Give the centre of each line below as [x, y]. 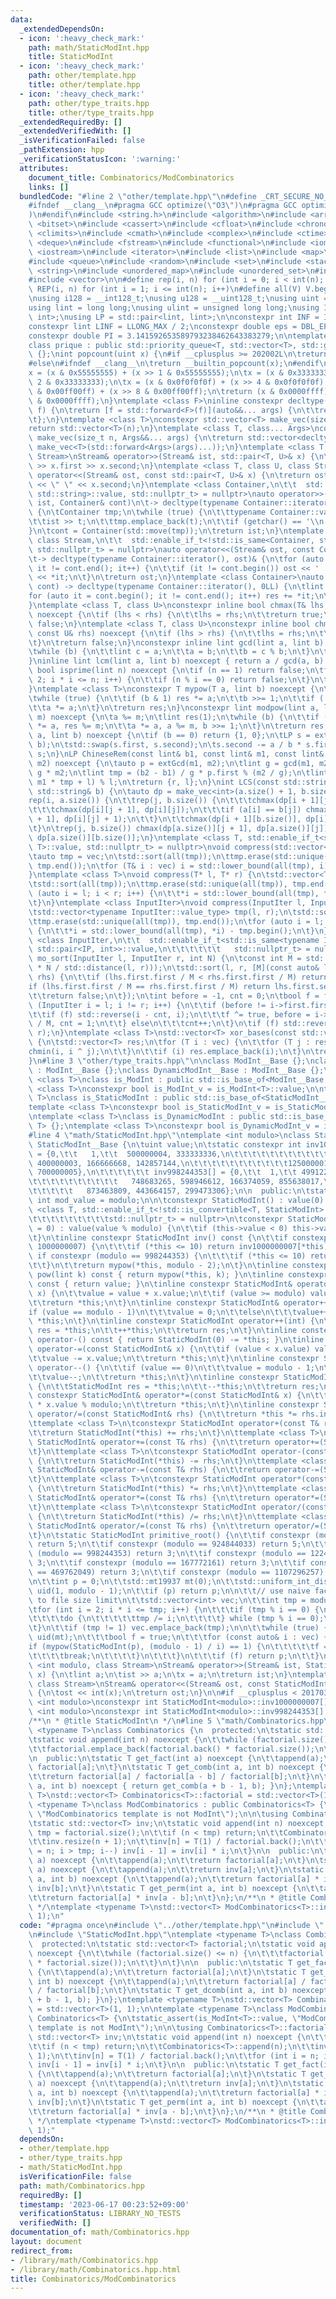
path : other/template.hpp [82, 76]
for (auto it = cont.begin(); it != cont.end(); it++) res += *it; [171, 596]
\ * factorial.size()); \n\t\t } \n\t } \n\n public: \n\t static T [160, 1962]
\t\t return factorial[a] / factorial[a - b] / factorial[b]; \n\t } [169, 1777]
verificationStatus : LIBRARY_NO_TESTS [100, 2214]
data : [21, 19]
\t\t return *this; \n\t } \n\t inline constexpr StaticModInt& [154, 1302]
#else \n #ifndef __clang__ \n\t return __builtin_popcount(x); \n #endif [174, 364]
